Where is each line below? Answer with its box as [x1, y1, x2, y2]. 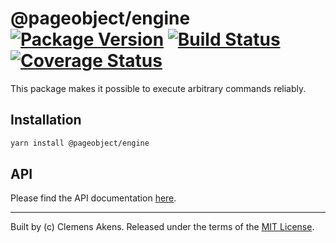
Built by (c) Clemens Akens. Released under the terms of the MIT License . [10, 221, 315, 233]
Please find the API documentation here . [10, 192, 177, 204]
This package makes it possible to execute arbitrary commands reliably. [10, 82, 307, 94]
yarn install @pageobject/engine [10, 138, 150, 148]
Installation [10, 112, 82, 129]
